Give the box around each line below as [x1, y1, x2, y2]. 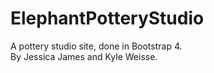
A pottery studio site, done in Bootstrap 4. [10, 40, 183, 52]
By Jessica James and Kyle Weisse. [10, 50, 158, 62]
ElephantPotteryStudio [10, 7, 205, 30]
